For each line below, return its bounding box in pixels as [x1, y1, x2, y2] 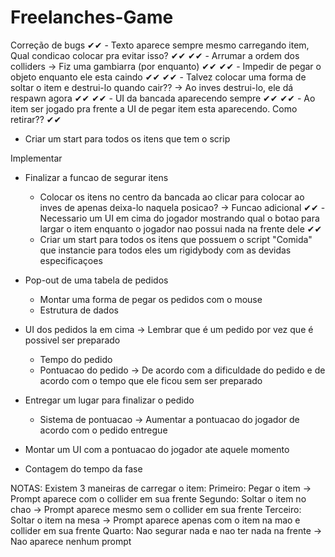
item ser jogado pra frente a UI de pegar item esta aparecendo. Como [10, 102, 298, 115]
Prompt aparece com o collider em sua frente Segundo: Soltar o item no [10, 492, 307, 505]
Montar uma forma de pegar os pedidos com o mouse [39, 293, 263, 305]
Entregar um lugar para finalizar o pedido [24, 394, 195, 406]
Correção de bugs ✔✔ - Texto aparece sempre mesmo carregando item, [10, 39, 310, 51]
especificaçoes [39, 254, 103, 266]
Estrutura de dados [39, 304, 119, 316]
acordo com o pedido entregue [39, 424, 168, 436]
